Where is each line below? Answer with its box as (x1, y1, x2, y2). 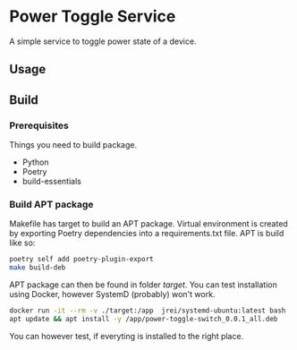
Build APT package (9, 198, 94, 210)
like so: (9, 237, 36, 248)
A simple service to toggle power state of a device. (9, 36, 197, 47)
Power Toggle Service (9, 6, 176, 27)
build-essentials (21, 176, 82, 187)
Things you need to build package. (9, 140, 138, 150)
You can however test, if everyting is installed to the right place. (9, 330, 244, 341)
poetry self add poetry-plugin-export (9, 255, 154, 264)
